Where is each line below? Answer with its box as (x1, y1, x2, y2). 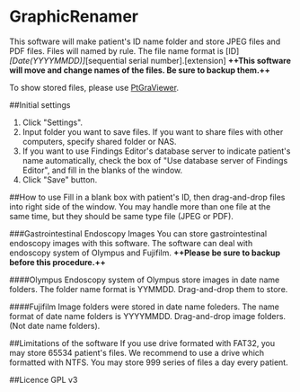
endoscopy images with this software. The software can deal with (9, 237, 253, 248)
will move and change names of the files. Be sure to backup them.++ (9, 65, 271, 76)
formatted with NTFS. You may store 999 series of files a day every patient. (9, 357, 289, 368)
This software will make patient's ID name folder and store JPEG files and (9, 36, 281, 47)
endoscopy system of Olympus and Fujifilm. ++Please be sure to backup (9, 247, 281, 258)
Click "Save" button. (22, 174, 98, 185)
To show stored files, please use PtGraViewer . (9, 82, 180, 93)
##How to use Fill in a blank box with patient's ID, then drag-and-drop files (9, 192, 286, 202)
